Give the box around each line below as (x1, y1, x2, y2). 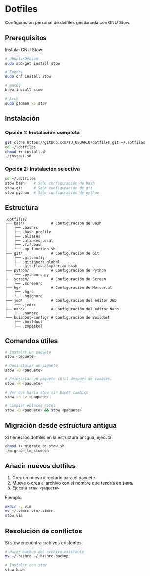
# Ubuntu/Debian (5, 56, 38, 61)
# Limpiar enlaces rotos (5, 403, 56, 408)
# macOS (5, 83, 21, 88)
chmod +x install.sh (5, 149, 47, 155)
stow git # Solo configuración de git (5, 185, 93, 190)
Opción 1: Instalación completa (5, 129, 80, 136)
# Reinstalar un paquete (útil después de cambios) (5, 377, 112, 381)
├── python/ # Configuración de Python (5, 268, 106, 273)
